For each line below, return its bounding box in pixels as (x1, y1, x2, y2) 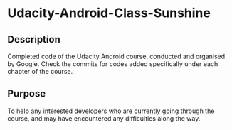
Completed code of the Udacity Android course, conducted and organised (7, 52, 226, 60)
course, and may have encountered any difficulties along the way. (7, 114, 201, 122)
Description (7, 33, 60, 45)
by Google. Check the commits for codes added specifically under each (7, 60, 218, 68)
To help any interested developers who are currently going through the (7, 107, 215, 115)
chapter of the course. (7, 67, 73, 75)
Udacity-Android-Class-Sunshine (7, 5, 211, 21)
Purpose (7, 87, 46, 100)
